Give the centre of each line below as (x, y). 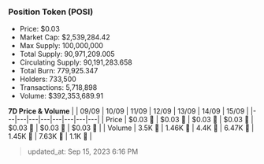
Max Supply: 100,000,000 (61, 46)
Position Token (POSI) (51, 12)
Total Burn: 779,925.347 (59, 71)
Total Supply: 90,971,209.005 (67, 54)
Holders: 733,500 (48, 79)
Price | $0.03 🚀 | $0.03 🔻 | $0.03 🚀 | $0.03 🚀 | (179, 120)
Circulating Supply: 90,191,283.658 (76, 62)
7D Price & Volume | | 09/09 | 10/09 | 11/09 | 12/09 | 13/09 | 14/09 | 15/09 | (129, 111)
